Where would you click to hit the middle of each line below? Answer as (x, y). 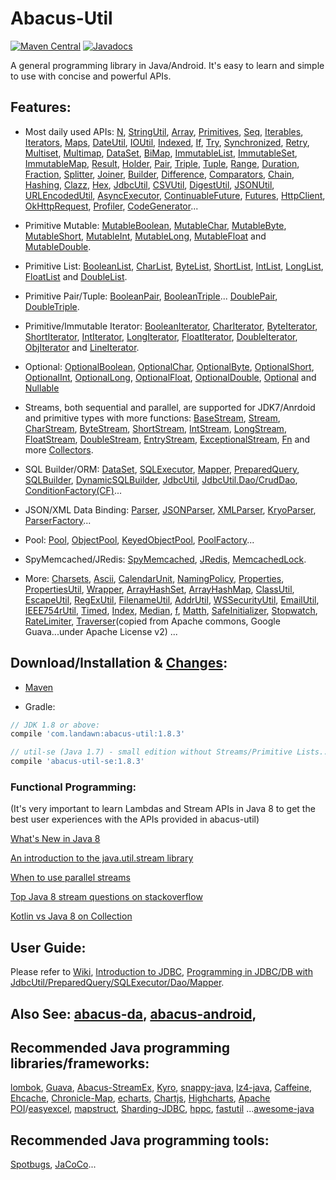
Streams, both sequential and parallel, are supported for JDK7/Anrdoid (170, 407)
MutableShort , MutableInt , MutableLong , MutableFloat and (145, 236)
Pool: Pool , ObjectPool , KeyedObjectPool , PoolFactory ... (139, 539)
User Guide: (48, 947)
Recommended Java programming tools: (140, 1140)
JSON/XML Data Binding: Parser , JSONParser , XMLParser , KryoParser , (170, 509)
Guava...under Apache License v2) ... (101, 631)
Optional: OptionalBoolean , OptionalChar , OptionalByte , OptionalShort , (169, 366)
